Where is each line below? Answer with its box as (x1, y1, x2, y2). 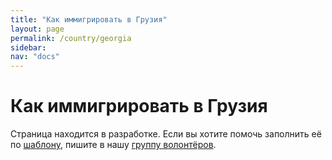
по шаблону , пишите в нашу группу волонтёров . (10, 139, 217, 151)
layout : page (10, 24, 65, 34)
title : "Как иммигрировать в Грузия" (10, 14, 168, 25)
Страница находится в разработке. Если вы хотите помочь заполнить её (10, 128, 322, 140)
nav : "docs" (10, 52, 60, 62)
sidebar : (10, 42, 47, 53)
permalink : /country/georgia (10, 33, 132, 43)
